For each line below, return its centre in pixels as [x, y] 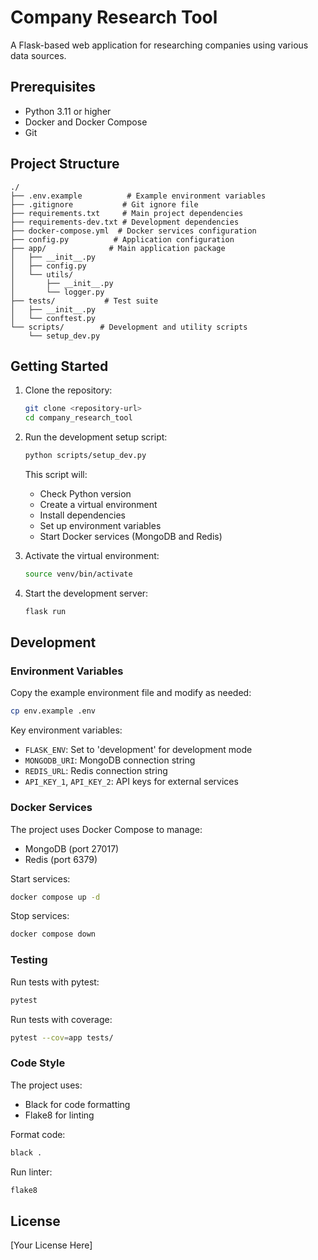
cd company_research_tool [78, 418]
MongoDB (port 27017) [72, 848]
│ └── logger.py [57, 292]
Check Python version [85, 494]
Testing [29, 960]
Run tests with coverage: [61, 1019]
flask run [45, 611]
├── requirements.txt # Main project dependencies [127, 213]
